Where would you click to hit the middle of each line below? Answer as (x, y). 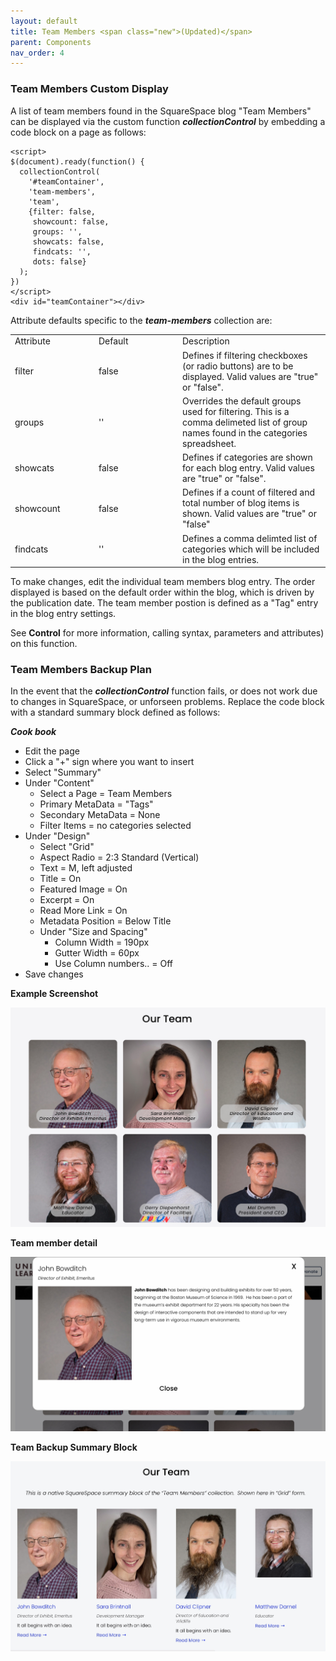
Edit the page (52, 751)
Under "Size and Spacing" (93, 932)
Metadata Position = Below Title (105, 921)
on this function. (44, 644)
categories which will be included (251, 549)
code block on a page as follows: (78, 132)
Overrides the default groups (242, 401)
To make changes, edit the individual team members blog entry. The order (163, 582)
